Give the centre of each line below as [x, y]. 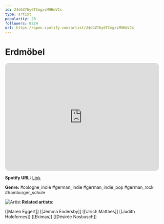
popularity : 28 [20, 19]
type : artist [18, 14]
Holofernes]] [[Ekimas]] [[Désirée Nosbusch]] [51, 217]
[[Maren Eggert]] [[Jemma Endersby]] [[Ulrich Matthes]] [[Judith [70, 212]
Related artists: [38, 202]
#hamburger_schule [25, 193]
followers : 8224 [21, 23]
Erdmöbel [25, 52]
